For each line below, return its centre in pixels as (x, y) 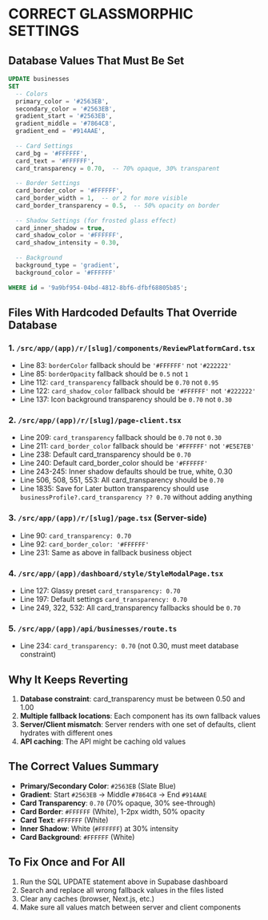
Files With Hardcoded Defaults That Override (123, 312)
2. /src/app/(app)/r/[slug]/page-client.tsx (95, 420)
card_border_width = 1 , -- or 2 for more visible (102, 198)
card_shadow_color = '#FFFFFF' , (70, 236)
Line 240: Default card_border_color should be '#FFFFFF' (114, 463)
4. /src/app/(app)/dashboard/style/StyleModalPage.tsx (116, 573)
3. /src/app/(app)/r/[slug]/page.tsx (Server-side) (108, 518)
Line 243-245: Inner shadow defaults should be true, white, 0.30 (126, 472)
